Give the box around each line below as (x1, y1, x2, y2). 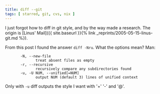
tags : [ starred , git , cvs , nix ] (5, 12, 75, 16)
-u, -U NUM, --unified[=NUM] (20, 70, 79, 75)
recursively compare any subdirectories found (36, 66, 132, 71)
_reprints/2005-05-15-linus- (96, 30, 153, 36)
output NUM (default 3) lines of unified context (36, 75, 138, 80)
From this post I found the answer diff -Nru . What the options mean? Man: (5, 44, 156, 50)
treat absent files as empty (36, 58, 95, 63)
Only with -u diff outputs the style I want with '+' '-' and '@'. (5, 83, 125, 89)
